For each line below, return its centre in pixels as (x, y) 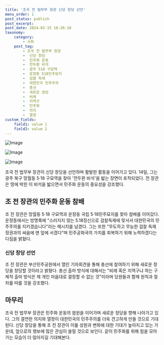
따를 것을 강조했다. (32, 283)
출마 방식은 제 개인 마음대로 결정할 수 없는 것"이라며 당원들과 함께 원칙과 (83, 277)
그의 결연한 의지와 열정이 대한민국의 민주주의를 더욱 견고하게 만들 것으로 (81, 319)
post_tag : (24, 46)
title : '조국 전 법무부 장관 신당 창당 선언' (45, 10)
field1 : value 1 (31, 124)
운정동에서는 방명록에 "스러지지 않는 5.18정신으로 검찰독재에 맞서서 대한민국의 (80, 220)
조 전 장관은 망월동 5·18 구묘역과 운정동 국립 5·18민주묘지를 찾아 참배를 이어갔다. (82, 214)
